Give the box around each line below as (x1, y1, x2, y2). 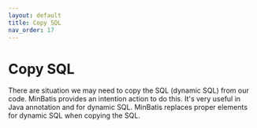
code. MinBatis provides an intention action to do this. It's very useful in (8, 94, 241, 104)
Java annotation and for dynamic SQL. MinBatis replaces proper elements (8, 103, 248, 112)
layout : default (8, 11, 61, 20)
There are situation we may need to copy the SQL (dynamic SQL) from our (8, 86, 250, 95)
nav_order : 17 (8, 26, 55, 34)
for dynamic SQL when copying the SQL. (8, 111, 140, 120)
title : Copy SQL (8, 19, 61, 27)
